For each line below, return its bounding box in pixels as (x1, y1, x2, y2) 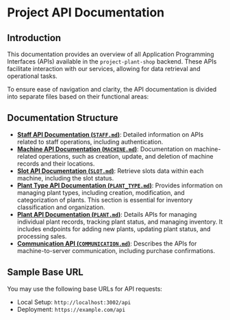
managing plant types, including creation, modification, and (16, 188, 185, 196)
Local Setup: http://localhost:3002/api (16, 297, 131, 306)
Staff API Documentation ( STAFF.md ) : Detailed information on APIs (16, 130, 204, 138)
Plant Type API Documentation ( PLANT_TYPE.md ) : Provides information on (16, 181, 223, 189)
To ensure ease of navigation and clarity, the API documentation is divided (7, 85, 217, 93)
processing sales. (16, 232, 67, 240)
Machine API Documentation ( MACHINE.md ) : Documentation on (16, 145, 193, 153)
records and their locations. (16, 159, 95, 168)
